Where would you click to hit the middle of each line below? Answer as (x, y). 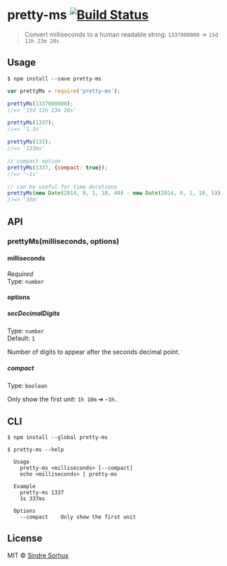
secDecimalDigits (34, 313)
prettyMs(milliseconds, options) (63, 242)
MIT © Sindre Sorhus (38, 555)
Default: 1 (21, 338)
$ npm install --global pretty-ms (58, 437)
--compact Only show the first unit (78, 517)
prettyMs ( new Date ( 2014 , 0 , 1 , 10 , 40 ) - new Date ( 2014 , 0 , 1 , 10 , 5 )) (114, 193)
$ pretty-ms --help (36, 449)
